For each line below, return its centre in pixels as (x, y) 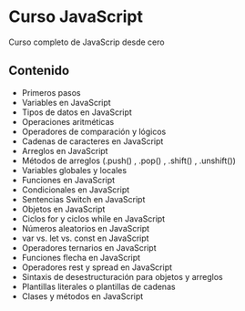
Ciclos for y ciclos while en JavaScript (93, 218)
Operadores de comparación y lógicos (94, 131)
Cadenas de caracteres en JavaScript (92, 141)
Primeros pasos (51, 92)
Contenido (39, 71)
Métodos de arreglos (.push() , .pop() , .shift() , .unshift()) (128, 161)
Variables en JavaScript (66, 102)
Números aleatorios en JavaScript (86, 228)
